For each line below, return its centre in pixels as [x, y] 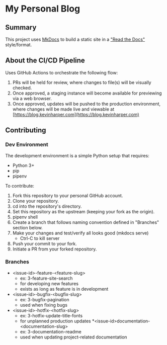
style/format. [19, 45]
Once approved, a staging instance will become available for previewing [87, 93]
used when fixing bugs [44, 305]
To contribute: [20, 186]
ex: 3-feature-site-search [46, 278]
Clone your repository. [36, 201]
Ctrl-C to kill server [40, 238]
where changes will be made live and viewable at [63, 109]
